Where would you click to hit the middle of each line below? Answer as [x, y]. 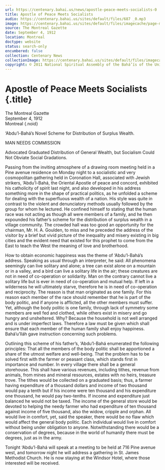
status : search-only [26, 46]
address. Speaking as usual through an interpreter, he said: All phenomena [81, 261]
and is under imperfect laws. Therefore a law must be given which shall [77, 324]
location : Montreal [25, 37]
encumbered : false [24, 51]
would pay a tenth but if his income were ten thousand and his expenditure [81, 391]
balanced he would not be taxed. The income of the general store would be [81, 401]
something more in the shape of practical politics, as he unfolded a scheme [81, 193]
